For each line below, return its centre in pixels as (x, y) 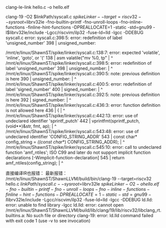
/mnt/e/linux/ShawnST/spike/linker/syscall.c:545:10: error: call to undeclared (83, 147)
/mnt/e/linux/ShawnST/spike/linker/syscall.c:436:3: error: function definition (83, 105)
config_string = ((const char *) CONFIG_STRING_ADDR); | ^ (65, 142)
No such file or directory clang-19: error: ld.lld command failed (90, 215)
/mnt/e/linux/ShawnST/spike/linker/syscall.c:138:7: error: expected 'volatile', (83, 52)
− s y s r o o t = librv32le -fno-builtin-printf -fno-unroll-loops (62, 22)
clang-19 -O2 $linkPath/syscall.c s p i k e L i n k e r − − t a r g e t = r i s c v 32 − (73, 17)
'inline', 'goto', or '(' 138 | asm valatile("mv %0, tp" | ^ (59, 58)
